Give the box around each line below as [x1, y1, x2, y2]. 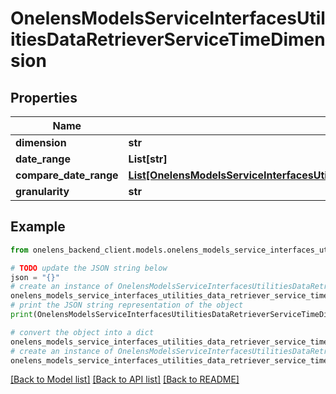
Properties [10, 89, 78, 106]
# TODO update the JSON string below [10, 263, 168, 273]
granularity [15, 185, 70, 198]
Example [10, 218, 66, 236]
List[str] [128, 152, 168, 166]
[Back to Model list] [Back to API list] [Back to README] [10, 373, 240, 386]
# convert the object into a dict [10, 327, 155, 337]
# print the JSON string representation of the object [10, 300, 244, 311]
